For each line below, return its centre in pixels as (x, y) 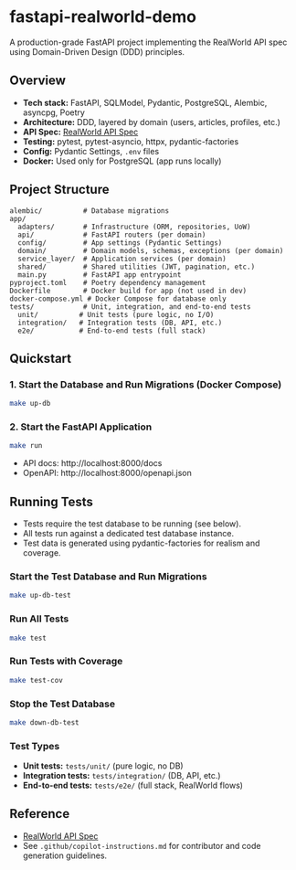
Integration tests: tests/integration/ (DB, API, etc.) (122, 776)
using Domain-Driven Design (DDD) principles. (97, 51)
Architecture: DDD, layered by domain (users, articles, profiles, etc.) (152, 122)
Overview (38, 81)
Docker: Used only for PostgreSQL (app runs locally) (122, 161)
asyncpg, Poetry (53, 112)
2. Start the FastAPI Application (81, 427)
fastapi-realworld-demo (103, 17)
